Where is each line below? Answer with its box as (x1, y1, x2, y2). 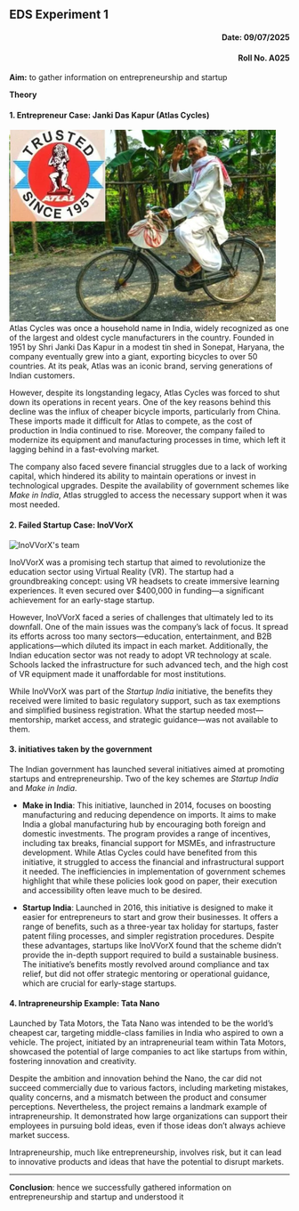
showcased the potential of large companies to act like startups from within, (9, 1046, 287, 1057)
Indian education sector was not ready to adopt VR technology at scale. (9, 650, 272, 660)
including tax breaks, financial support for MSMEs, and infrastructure (21, 837, 276, 848)
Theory (9, 89, 37, 101)
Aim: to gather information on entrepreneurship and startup (9, 72, 228, 83)
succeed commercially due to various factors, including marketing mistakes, (9, 1083, 289, 1093)
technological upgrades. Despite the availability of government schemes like (9, 480, 289, 491)
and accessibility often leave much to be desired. (21, 884, 203, 895)
